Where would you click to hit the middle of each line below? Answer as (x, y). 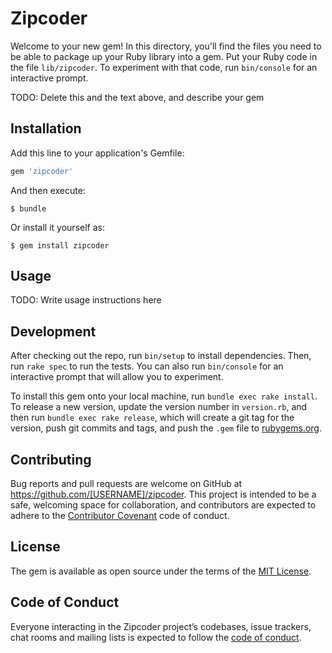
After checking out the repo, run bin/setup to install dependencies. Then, (161, 356)
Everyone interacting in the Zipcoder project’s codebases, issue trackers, (161, 626)
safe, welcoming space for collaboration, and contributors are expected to (163, 505)
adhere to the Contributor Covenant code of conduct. (120, 516)
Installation (46, 128)
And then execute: (48, 190)
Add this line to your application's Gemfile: (97, 153)
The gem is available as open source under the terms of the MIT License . (161, 571)
